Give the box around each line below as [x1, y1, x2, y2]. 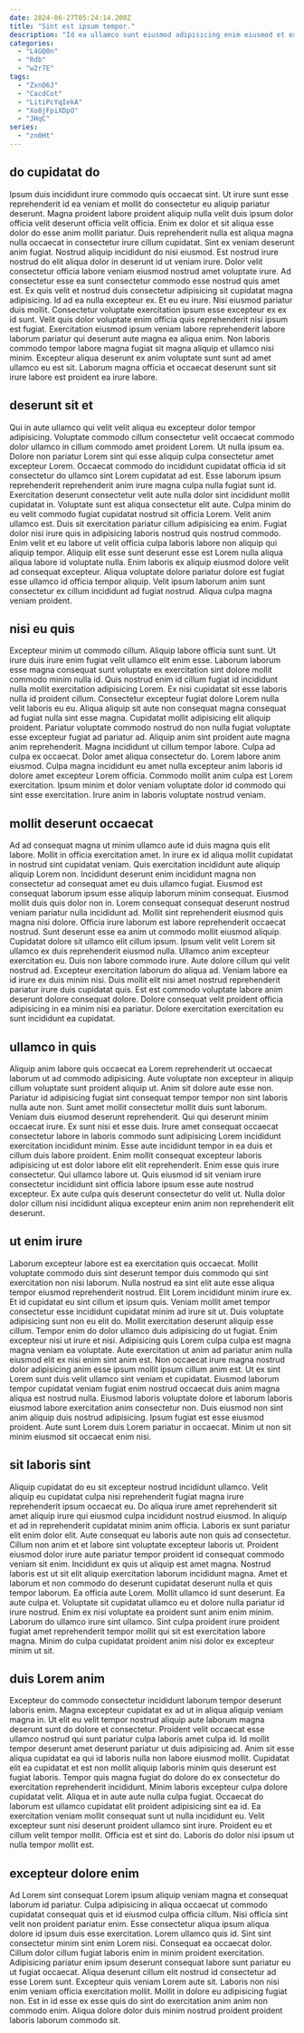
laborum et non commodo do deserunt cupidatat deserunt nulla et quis [9, 1577, 273, 1588]
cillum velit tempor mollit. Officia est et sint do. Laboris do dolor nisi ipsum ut [9, 1830, 295, 1841]
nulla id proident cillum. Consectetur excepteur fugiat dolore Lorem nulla [9, 694, 280, 705]
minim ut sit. [9, 1645, 55, 1655]
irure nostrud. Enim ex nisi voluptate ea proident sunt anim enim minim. [9, 1606, 274, 1617]
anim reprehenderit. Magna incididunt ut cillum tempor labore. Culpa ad [9, 742, 276, 753]
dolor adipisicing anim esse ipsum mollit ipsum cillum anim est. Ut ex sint [9, 1364, 280, 1375]
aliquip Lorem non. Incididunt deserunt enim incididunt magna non [9, 868, 257, 879]
